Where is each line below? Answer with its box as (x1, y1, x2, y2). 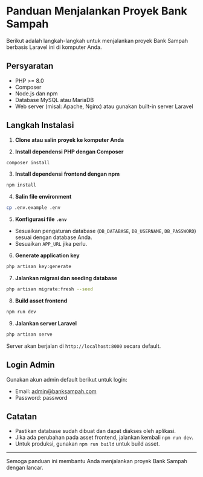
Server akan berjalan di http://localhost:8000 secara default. (6, 342, 161, 350)
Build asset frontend (14, 297, 68, 304)
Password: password (14, 394, 68, 401)
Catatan (6, 411, 37, 421)
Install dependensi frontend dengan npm (14, 170, 120, 178)
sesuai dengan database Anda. (14, 234, 92, 241)
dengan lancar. (6, 464, 43, 472)
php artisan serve (6, 331, 53, 338)
